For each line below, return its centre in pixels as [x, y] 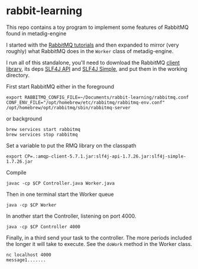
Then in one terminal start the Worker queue [60, 194]
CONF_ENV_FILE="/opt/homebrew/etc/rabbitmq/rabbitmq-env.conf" [86, 102]
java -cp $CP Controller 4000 [43, 227]
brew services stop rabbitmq [42, 134]
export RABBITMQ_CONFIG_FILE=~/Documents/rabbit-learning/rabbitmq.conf [98, 97]
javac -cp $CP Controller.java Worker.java [61, 183]
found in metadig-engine [36, 33]
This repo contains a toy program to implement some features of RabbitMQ [98, 27]
